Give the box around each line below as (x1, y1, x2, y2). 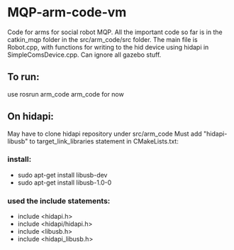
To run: (7, 71, 40, 83)
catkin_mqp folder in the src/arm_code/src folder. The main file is (7, 35, 198, 43)
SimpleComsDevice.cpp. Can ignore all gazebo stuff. (7, 50, 162, 59)
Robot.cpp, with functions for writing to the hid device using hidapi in (7, 43, 209, 51)
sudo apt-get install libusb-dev (17, 170, 108, 179)
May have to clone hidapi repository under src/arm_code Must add (7, 129, 202, 138)
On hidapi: (7, 111, 55, 123)
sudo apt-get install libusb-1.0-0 (17, 178, 112, 187)
